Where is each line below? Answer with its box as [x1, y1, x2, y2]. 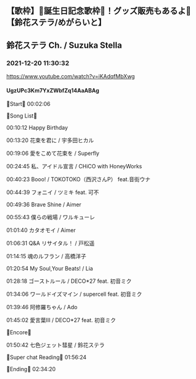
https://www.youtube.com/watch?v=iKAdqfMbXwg [6, 73, 135, 80]
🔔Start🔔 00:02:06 [6, 100, 51, 108]
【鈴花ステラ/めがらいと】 [6, 17, 107, 28]
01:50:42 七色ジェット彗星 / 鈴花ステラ [6, 342, 105, 349]
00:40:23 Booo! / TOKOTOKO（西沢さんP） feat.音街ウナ [6, 176, 151, 183]
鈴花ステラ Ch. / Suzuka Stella [6, 40, 123, 50]
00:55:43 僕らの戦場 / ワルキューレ [6, 214, 95, 221]
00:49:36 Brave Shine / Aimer [6, 201, 81, 208]
